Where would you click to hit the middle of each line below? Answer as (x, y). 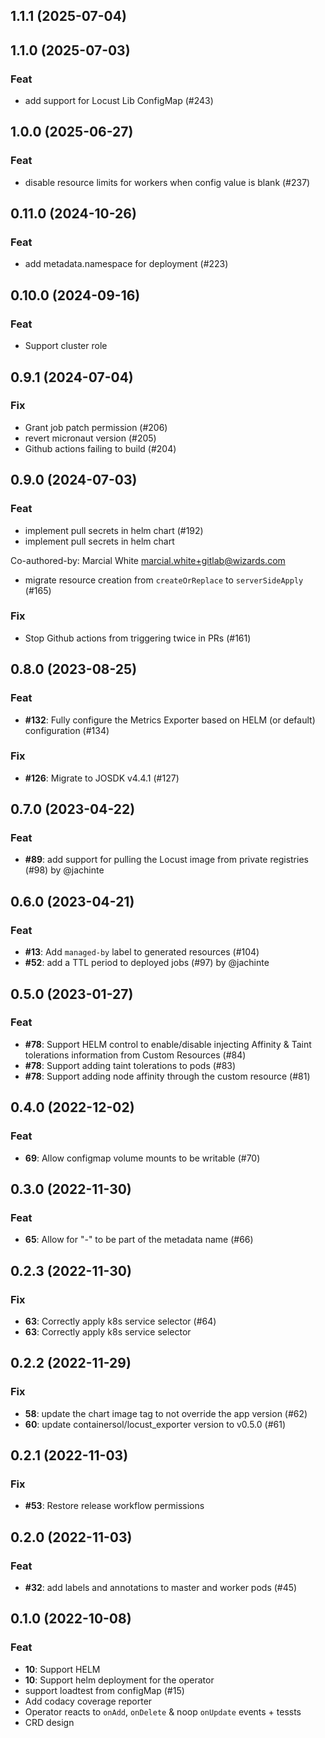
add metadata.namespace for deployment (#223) (126, 264)
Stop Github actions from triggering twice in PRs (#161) (138, 638)
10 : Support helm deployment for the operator (119, 1680)
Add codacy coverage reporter (88, 1701)
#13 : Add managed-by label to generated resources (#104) (142, 952)
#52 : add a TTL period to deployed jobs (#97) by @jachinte (147, 963)
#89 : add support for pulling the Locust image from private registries (166, 860)
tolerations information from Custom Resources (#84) (135, 1055)
